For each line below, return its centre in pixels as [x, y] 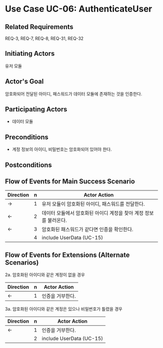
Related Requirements [39, 27]
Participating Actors [36, 109]
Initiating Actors [30, 54]
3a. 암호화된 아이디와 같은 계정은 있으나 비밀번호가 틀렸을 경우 [64, 309]
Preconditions [27, 137]
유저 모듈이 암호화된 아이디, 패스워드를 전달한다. [93, 204]
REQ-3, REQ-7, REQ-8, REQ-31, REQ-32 [44, 38]
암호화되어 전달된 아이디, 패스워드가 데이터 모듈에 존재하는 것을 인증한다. [73, 94]
